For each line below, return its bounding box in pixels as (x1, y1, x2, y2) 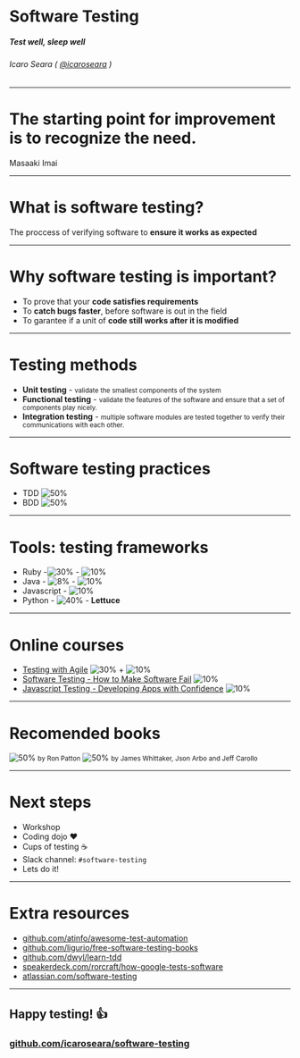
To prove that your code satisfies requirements (21, 296, 199, 306)
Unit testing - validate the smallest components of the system (21, 384, 221, 395)
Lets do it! (21, 864, 60, 875)
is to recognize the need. (9, 128, 197, 148)
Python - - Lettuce (21, 595, 121, 606)
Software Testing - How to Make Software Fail (21, 674, 192, 684)
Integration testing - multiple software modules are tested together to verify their (21, 411, 286, 422)
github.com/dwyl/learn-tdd (21, 952, 122, 962)
